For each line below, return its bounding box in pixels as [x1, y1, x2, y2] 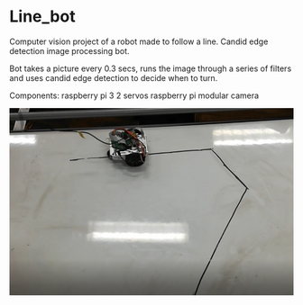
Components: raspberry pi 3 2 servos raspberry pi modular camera [9, 90, 260, 101]
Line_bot [9, 6, 76, 27]
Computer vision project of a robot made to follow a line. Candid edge [9, 36, 269, 47]
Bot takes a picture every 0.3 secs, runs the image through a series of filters [9, 63, 292, 74]
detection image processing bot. [9, 45, 130, 56]
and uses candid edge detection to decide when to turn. [9, 72, 218, 83]
